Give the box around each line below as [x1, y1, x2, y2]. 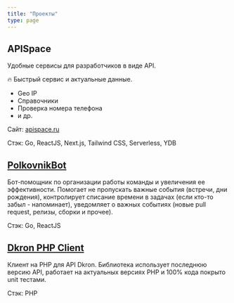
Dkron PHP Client [7, 242, 84, 254]
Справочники [17, 96, 58, 105]
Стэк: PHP [7, 289, 38, 297]
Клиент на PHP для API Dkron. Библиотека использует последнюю [7, 260, 207, 269]
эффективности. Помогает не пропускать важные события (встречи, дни [7, 186, 228, 194]
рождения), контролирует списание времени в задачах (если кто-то [7, 193, 214, 201]
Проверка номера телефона [17, 104, 103, 112]
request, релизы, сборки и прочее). [7, 208, 114, 217]
